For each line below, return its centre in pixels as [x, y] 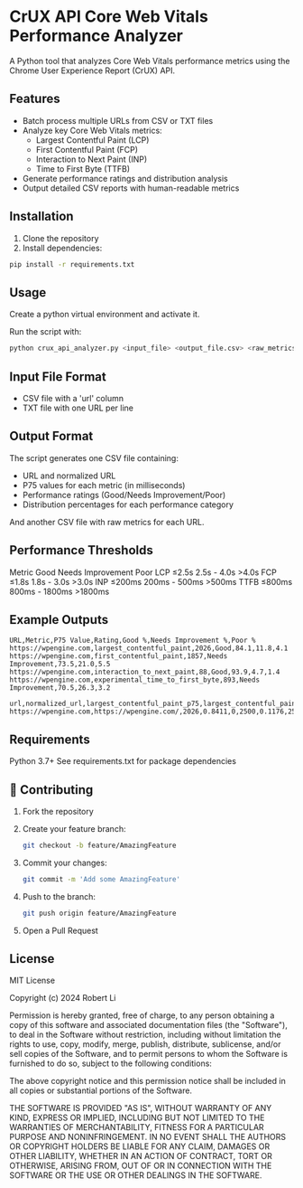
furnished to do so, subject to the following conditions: [110, 1063]
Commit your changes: [64, 863]
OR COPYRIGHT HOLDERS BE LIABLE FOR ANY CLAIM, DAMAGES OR [140, 1146]
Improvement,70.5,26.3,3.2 [60, 688]
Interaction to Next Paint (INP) [91, 159]
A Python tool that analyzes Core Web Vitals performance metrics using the [150, 61]
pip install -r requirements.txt [72, 264]
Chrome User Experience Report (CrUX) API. [92, 71]
